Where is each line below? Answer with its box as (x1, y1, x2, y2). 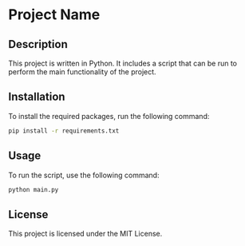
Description (8, 38, 68, 51)
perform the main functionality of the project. (8, 67, 157, 77)
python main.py (8, 185, 59, 193)
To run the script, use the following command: (8, 170, 160, 180)
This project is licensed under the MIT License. (8, 229, 163, 239)
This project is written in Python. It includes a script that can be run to (8, 58, 238, 68)
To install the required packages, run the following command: (8, 111, 210, 121)
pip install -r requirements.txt (8, 126, 120, 135)
